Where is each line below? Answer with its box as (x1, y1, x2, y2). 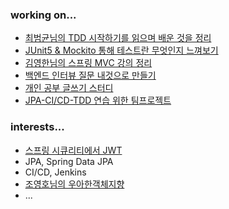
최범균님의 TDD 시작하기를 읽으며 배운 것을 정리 (24, 32, 212, 44)
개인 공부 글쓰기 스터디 (24, 82, 114, 94)
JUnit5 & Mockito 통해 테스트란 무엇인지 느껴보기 (24, 44, 219, 57)
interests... (10, 120, 65, 134)
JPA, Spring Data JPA (24, 155, 114, 167)
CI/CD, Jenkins (24, 166, 87, 178)
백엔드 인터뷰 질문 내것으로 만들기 (24, 69, 157, 82)
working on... (10, 8, 77, 22)
